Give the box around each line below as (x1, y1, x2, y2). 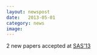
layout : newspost (6, 8, 50, 15)
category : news (6, 20, 45, 26)
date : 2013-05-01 (6, 15, 56, 21)
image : (6, 25, 23, 32)
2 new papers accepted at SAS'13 (6, 42, 91, 50)
